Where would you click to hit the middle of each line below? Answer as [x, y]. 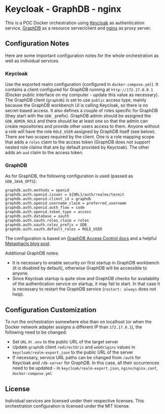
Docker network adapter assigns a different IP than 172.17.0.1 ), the [74, 327]
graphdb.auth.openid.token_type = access [48, 212]
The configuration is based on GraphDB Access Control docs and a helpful [81, 239]
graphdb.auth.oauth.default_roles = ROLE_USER [54, 229]
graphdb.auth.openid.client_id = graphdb [48, 199]
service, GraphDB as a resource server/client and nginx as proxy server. [78, 28]
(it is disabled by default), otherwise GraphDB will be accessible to [80, 268]
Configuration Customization [51, 310]
